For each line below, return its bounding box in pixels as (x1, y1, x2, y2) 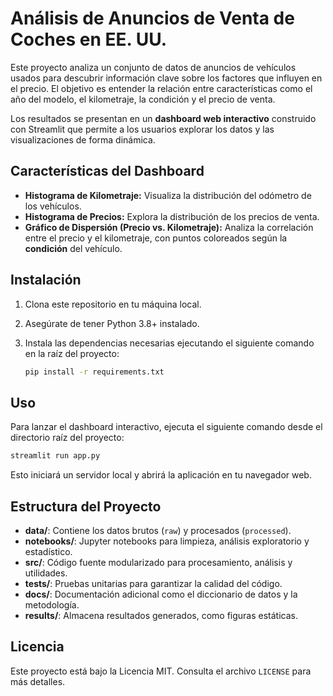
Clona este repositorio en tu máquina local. (24, 298, 202, 310)
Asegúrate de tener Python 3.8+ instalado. (24, 317, 200, 329)
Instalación (10, 272, 82, 289)
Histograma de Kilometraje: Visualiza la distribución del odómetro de (24, 189, 312, 201)
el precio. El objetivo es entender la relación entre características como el (10, 82, 313, 94)
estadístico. (24, 545, 73, 557)
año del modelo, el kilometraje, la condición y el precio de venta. (10, 93, 276, 105)
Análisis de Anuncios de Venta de (10, 7, 295, 30)
